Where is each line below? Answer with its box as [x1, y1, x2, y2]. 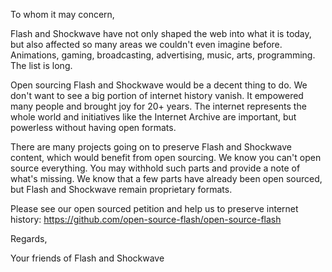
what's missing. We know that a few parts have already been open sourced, [10, 173, 323, 184]
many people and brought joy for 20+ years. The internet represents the [10, 100, 307, 112]
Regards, [10, 233, 48, 244]
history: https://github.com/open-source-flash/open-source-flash [10, 214, 282, 225]
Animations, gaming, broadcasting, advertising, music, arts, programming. [10, 49, 316, 61]
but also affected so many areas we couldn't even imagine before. [10, 39, 283, 50]
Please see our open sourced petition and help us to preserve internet [10, 203, 299, 214]
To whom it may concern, [10, 9, 115, 20]
